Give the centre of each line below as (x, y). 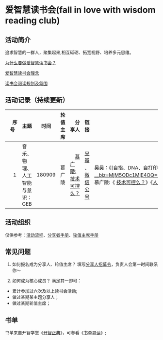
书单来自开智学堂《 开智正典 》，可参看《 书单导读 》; (56, 333)
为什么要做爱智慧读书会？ (31, 63)
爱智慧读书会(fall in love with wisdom (80, 10)
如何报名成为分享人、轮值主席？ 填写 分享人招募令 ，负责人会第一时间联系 (85, 264)
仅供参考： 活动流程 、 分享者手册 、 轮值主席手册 (52, 235)
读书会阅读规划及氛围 (26, 83)
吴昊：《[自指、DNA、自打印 (126, 167)
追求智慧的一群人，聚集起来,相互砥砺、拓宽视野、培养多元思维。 (70, 52)
